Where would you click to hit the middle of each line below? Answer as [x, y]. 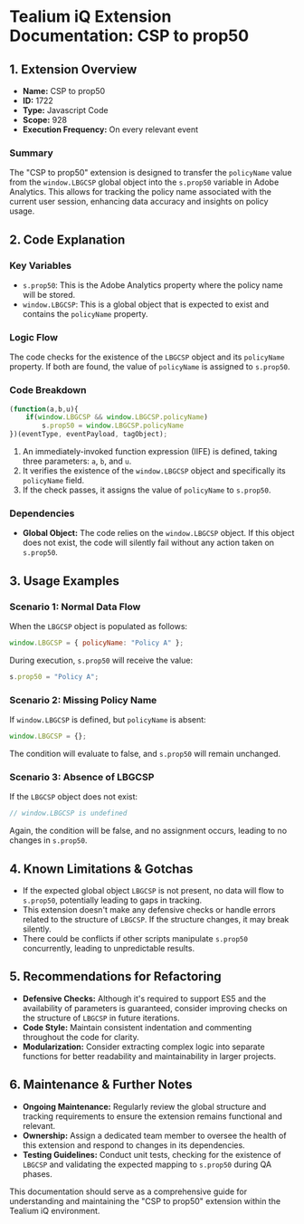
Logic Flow [34, 337]
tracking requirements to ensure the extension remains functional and [152, 1116]
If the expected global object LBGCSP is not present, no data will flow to [153, 890]
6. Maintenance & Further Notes [101, 1085]
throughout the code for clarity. [81, 1037]
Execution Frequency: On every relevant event [110, 129]
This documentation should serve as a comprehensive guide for [128, 1191]
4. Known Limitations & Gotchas [101, 869]
